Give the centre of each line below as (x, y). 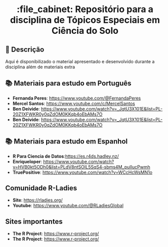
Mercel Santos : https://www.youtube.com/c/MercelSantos (74, 103)
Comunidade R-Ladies (41, 188)
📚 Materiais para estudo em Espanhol (67, 142)
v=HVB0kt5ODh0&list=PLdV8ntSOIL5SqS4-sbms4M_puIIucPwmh (81, 167)
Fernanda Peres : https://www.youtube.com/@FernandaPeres (77, 98)
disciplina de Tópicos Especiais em (85, 20)
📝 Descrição (25, 49)
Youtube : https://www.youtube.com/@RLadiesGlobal (68, 206)
